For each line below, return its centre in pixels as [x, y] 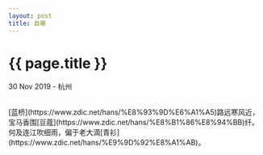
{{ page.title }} [58, 63]
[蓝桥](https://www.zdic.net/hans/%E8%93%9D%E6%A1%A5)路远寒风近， [134, 112]
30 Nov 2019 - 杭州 [40, 86]
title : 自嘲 [27, 23]
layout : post [30, 16]
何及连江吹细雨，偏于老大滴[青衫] [64, 132]
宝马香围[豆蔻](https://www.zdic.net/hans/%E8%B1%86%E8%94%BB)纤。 [134, 123]
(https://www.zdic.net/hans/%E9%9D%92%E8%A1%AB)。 [107, 143]
